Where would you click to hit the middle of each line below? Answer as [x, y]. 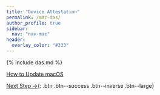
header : [16, 40]
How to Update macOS [35, 74]
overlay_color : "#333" [40, 46]
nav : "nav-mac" [31, 34]
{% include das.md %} [34, 62]
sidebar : [17, 29]
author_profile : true [34, 23]
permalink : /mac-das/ [34, 17]
